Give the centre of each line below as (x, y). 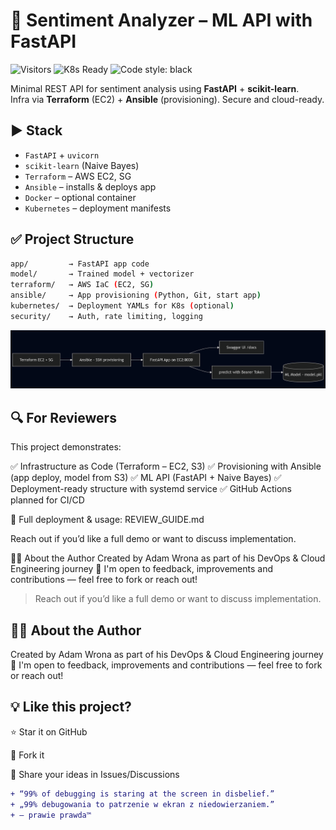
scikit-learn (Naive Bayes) (82, 165)
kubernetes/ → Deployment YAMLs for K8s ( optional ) (122, 306)
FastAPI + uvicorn (62, 155)
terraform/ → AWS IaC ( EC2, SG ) (82, 285)
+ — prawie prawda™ (51, 815)
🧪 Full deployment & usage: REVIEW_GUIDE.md (107, 520)
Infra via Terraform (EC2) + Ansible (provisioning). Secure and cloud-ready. (167, 99)
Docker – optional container (80, 197)
